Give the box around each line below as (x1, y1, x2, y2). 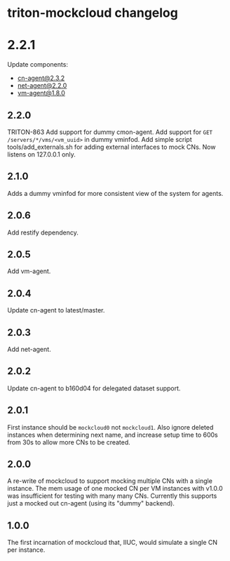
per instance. (7, 546, 46, 554)
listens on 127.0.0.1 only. (7, 150, 76, 159)
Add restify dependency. (7, 228, 79, 237)
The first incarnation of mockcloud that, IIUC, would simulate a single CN (7, 539, 218, 547)
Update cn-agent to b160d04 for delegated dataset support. (7, 384, 181, 392)
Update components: (7, 60, 69, 69)
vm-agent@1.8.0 (17, 89, 65, 98)
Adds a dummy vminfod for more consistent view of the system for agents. (7, 189, 224, 197)
